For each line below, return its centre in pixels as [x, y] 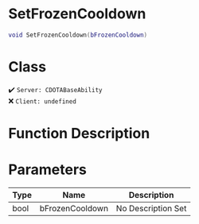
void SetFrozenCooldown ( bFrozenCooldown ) [78, 35]
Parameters [48, 170]
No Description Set [151, 208]
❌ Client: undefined [43, 101]
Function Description [79, 133]
